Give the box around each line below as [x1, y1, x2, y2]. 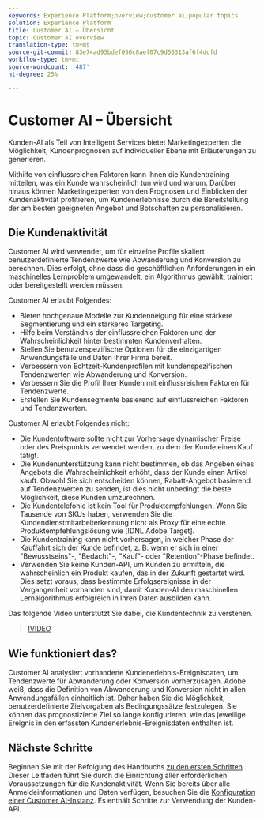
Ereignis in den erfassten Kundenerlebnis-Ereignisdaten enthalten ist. [8, 718, 234, 728]
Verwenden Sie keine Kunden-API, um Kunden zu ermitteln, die [19, 560, 225, 570]
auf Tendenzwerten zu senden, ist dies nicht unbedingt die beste [19, 484, 232, 494]
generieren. [8, 154, 46, 164]
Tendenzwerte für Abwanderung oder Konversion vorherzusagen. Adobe [8, 676, 247, 686]
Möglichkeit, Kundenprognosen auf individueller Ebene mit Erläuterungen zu [8, 145, 257, 155]
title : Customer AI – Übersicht [8, 26, 115, 34]
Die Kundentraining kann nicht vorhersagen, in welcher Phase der [19, 535, 234, 544]
